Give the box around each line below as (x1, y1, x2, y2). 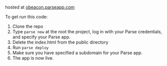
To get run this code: (5, 14, 48, 19)
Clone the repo (12, 23, 43, 29)
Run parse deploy (12, 45, 49, 50)
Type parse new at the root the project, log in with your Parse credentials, (12, 29, 163, 34)
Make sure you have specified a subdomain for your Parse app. (12, 50, 143, 56)
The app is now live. (12, 55, 54, 61)
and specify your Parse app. (12, 34, 71, 40)
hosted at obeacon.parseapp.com (5, 4, 75, 10)
